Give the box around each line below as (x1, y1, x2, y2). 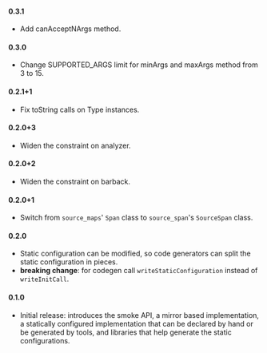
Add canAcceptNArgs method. (19, 24, 122, 34)
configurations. (19, 335, 70, 345)
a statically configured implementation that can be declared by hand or (19, 319, 253, 328)
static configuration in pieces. (19, 257, 118, 267)
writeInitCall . (19, 274, 70, 284)
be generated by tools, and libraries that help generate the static (19, 327, 232, 337)
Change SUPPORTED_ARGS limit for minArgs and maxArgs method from (19, 60, 258, 69)
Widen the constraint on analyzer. (19, 141, 131, 150)
